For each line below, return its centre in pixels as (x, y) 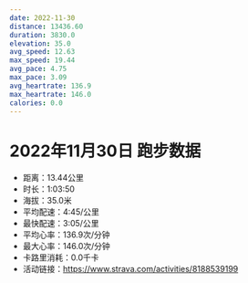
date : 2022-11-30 (42, 18)
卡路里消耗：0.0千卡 (61, 257)
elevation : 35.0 (40, 43)
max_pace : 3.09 (38, 78)
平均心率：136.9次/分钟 (67, 235)
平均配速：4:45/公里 (61, 212)
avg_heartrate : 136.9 (51, 86)
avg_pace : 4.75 (38, 69)
